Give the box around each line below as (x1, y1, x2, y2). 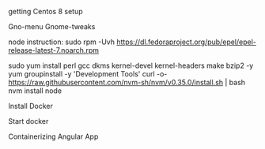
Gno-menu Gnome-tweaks (8, 22, 96, 31)
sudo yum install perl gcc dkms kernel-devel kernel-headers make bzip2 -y (8, 61, 254, 70)
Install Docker (8, 102, 53, 110)
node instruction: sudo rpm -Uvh (8, 37, 115, 47)
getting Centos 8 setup (8, 7, 83, 16)
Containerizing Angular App (8, 132, 99, 141)
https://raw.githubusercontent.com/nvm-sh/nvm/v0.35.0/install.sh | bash (8, 78, 246, 87)
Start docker (8, 117, 49, 125)
